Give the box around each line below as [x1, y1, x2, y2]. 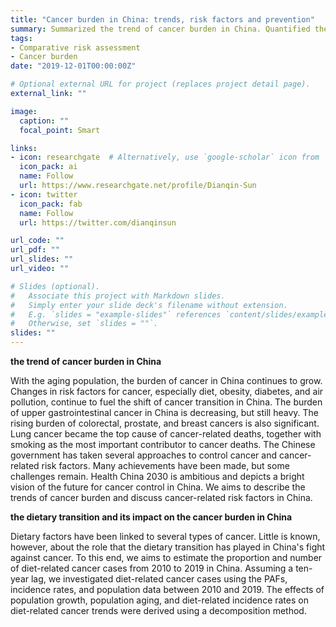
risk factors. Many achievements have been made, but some [41, 460, 290, 471]
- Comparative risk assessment [10, 42, 141, 53]
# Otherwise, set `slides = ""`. [10, 319, 159, 329]
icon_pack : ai [19, 162, 78, 172]
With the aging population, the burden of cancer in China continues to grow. [10, 375, 323, 386]
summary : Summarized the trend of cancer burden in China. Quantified [10, 24, 311, 34]
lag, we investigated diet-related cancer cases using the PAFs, [30, 573, 288, 585]
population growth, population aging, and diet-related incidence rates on [10, 594, 309, 606]
